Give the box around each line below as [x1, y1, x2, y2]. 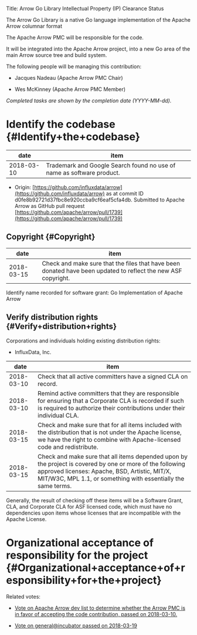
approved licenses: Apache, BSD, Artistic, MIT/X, [38, 467, 172, 475]
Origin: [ [14, 183, 35, 190]
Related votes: [6, 593, 41, 600]
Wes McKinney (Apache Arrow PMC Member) [14, 86, 126, 93]
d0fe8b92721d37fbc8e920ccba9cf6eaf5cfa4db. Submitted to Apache [14, 196, 185, 203]
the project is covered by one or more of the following [38, 459, 186, 468]
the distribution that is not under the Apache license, [38, 428, 182, 436]
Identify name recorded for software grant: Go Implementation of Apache [6, 289, 183, 296]
